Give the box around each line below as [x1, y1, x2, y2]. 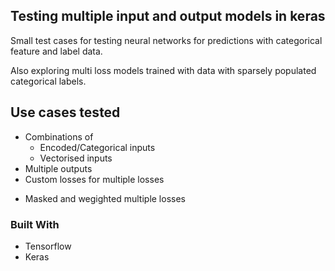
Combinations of [24, 130, 94, 143]
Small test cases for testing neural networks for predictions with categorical [10, 34, 323, 46]
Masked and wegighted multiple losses [24, 192, 186, 204]
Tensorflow [24, 240, 72, 252]
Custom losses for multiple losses [24, 173, 165, 185]
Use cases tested [10, 104, 121, 121]
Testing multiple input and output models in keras [10, 8, 326, 25]
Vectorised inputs [39, 152, 113, 164]
